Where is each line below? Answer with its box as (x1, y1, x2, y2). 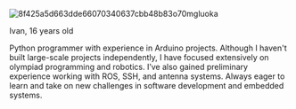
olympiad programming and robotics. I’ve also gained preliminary (9, 62, 248, 72)
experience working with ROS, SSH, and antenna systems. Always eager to (9, 71, 285, 82)
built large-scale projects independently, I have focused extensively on (9, 52, 269, 62)
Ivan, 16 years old (9, 26, 74, 35)
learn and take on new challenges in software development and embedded (9, 81, 284, 90)
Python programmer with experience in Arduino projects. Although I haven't (9, 43, 287, 53)
